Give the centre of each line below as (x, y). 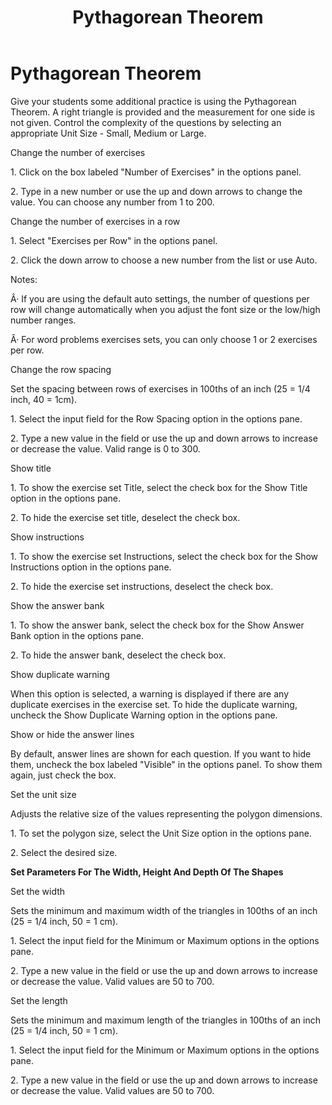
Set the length (39, 1000)
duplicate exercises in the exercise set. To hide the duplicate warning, (154, 704)
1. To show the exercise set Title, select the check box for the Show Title (159, 487)
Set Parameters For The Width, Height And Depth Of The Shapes (147, 872)
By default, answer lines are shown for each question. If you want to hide (161, 753)
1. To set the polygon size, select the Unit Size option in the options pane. (161, 833)
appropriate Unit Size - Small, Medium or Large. (108, 133)
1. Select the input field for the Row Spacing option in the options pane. (156, 418)
